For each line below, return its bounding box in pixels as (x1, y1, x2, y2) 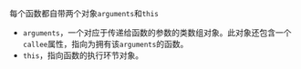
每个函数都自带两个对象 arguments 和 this (9, 8, 160, 18)
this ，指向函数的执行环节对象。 (22, 50, 144, 61)
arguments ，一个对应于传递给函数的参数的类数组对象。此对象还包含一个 (22, 27, 292, 38)
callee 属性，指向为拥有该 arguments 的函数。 (22, 39, 189, 49)
